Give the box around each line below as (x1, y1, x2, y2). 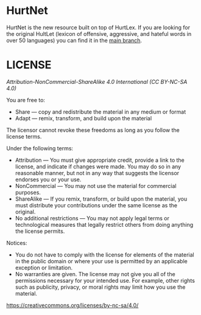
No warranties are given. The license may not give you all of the (15, 270, 175, 277)
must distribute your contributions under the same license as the (15, 201, 178, 209)
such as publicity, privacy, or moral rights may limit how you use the (15, 283, 186, 291)
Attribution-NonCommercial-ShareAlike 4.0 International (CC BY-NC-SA (6, 78, 188, 85)
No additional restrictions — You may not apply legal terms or (15, 214, 169, 222)
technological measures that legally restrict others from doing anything (15, 221, 194, 228)
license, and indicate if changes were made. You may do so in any (15, 162, 182, 170)
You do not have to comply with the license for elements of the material (15, 251, 194, 258)
